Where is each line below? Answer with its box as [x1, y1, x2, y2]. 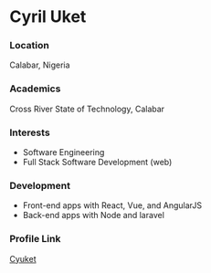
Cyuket [9, 253, 37, 264]
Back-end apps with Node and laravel [22, 210, 164, 221]
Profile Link [9, 233, 61, 246]
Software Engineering [22, 147, 105, 158]
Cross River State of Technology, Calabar [9, 103, 165, 114]
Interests [9, 126, 50, 139]
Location [9, 39, 50, 52]
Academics [9, 82, 61, 95]
